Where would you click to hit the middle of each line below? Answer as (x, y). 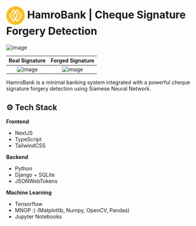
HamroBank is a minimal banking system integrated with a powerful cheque (98, 82)
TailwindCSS (30, 146)
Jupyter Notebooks (38, 217)
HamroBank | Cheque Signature (106, 14)
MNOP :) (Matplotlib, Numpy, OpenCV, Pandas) (72, 210)
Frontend (18, 122)
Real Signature (27, 61)
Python (23, 168)
